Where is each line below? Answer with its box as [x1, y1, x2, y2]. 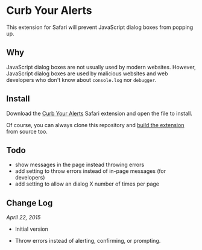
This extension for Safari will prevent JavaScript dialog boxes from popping [6, 23, 194, 31]
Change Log [6, 198, 53, 208]
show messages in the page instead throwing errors [14, 161, 145, 169]
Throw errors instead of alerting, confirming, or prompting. [14, 237, 161, 245]
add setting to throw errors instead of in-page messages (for [14, 167, 166, 175]
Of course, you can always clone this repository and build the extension [6, 121, 185, 128]
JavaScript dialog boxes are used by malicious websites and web [6, 70, 168, 77]
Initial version [14, 225, 48, 233]
